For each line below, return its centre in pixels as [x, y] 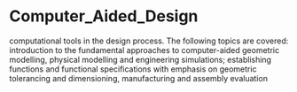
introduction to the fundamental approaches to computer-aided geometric [145, 50]
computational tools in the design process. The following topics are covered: [149, 41]
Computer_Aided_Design [104, 16]
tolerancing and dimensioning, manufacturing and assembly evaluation [139, 78]
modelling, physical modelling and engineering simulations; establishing [141, 59]
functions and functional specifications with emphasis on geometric [133, 69]
